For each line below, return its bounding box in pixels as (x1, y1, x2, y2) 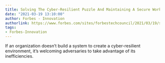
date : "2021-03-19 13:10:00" (5, 12, 65, 16)
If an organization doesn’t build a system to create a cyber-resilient (5, 43, 141, 48)
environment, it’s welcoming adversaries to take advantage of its (5, 48, 136, 54)
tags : (5, 25, 16, 30)
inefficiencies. (5, 53, 33, 59)
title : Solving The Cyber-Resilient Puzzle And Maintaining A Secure (5, 7, 151, 12)
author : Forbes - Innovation (5, 16, 65, 21)
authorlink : (5, 20, 29, 26)
